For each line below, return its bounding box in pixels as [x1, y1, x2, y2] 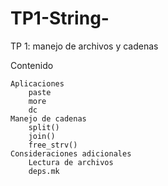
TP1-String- [10, 7, 110, 30]
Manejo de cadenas [10, 113, 87, 124]
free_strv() [28, 140, 78, 150]
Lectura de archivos [28, 157, 114, 167]
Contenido [10, 59, 54, 71]
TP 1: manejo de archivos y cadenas [10, 40, 159, 52]
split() [28, 122, 60, 132]
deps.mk [28, 166, 60, 176]
